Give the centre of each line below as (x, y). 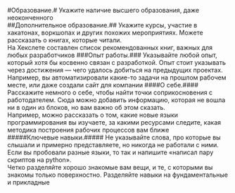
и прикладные (29, 182)
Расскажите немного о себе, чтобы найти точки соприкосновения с (110, 92)
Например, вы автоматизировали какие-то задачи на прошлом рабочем (117, 77)
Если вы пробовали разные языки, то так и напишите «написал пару (110, 152)
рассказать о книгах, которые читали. (64, 40)
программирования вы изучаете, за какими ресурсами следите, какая (114, 122)
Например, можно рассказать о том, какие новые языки (93, 115)
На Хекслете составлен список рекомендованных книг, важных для (110, 48)
